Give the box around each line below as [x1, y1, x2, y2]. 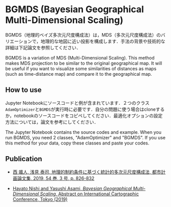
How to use [5, 85, 42, 95]
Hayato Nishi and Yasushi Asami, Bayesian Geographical [12, 185, 132, 191]
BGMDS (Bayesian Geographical [5, 4, 144, 15]
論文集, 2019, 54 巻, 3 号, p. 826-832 [17, 175, 95, 181]
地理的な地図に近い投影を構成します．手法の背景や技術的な [40, 38, 165, 44]
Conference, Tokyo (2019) [12, 196, 68, 202]
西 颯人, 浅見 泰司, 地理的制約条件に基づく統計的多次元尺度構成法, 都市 [12, 169, 161, 175]
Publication [5, 155, 42, 163]
